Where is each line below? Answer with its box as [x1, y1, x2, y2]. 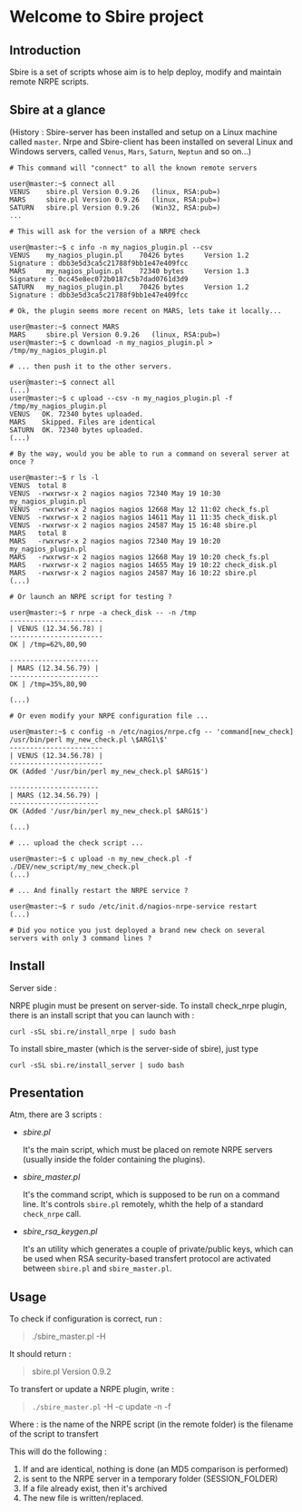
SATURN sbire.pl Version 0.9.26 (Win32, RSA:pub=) [9, 202, 221, 212]
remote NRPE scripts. [9, 76, 89, 87]
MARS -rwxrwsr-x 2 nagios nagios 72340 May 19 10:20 [9, 536, 221, 545]
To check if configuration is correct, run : [9, 1313, 162, 1324]
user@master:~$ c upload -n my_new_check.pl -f [9, 854, 193, 863]
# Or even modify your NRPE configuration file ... [9, 711, 209, 721]
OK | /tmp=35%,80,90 [9, 679, 88, 689]
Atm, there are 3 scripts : [9, 1109, 102, 1120]
